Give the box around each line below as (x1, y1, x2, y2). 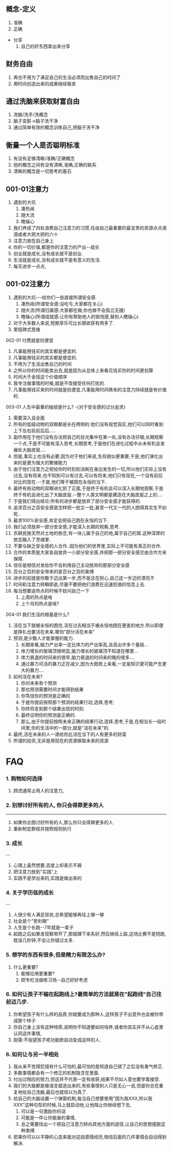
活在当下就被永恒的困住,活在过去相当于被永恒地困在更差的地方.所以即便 (13, 622, 164, 628)
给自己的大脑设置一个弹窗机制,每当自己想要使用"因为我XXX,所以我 (13, 1096, 153, 1102)
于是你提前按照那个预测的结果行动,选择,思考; (20, 699, 114, 705)
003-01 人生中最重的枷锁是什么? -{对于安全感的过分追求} (6, 404, 126, 410)
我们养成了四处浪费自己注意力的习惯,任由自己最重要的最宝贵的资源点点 (13, 225, 162, 231)
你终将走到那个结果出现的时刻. (20, 705, 85, 711)
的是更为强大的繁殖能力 (17, 459, 67, 465)
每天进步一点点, (13, 263, 46, 270)
